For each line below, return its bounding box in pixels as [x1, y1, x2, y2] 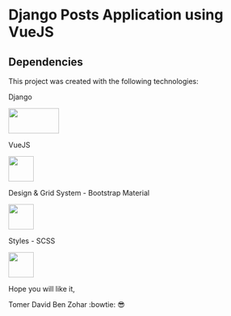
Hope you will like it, [8, 284, 75, 293]
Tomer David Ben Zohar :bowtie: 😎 [8, 300, 125, 309]
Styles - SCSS [8, 236, 56, 246]
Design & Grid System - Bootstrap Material [8, 188, 150, 197]
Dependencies [8, 55, 83, 69]
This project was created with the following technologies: [8, 77, 199, 86]
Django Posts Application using [8, 6, 224, 24]
